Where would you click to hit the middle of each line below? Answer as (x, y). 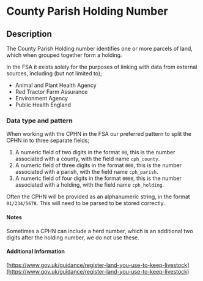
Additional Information (36, 252)
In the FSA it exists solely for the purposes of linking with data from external (102, 67)
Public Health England (43, 105)
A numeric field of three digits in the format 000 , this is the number (98, 165)
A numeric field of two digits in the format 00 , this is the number (95, 152)
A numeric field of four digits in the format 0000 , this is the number (98, 178)
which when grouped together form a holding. (64, 55)
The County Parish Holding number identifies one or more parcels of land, (99, 48)
